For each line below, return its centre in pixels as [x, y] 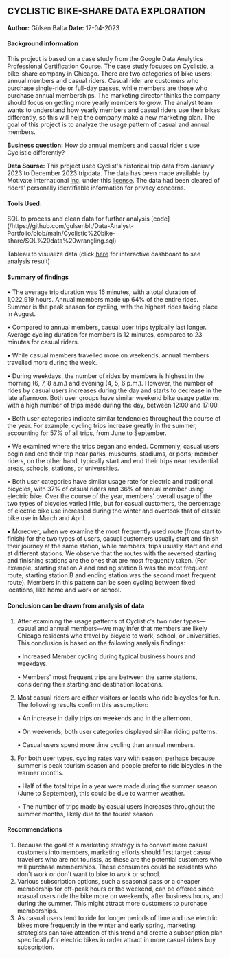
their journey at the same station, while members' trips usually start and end [115, 546]
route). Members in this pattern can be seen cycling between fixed [101, 583]
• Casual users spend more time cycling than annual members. [106, 744]
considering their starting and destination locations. [90, 684]
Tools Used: [25, 203]
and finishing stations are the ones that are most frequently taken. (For [107, 561]
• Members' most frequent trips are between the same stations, [107, 677]
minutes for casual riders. [43, 342]
